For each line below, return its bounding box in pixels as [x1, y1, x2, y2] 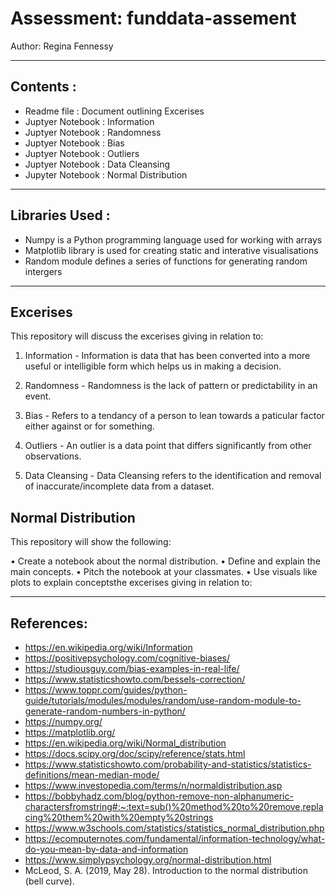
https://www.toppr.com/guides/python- [24, 684, 188, 696]
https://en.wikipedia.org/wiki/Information [24, 642, 193, 653]
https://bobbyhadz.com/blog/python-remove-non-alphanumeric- [24, 790, 294, 802]
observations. [24, 450, 82, 462]
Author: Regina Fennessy [10, 40, 114, 52]
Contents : [10, 78, 77, 96]
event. [24, 390, 52, 402]
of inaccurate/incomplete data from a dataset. [24, 480, 215, 492]
